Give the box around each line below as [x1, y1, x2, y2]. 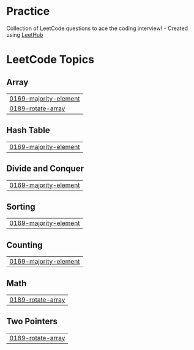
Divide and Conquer [6, 164, 84, 174]
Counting [6, 240, 43, 250]
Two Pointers [6, 316, 58, 327]
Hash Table [6, 125, 50, 135]
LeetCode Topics [6, 53, 95, 67]
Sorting [6, 201, 35, 212]
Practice [6, 4, 50, 18]
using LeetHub [6, 31, 43, 38]
